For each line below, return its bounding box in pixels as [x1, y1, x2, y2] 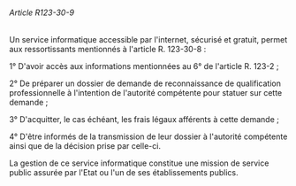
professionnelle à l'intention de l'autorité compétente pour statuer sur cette [9, 88, 283, 98]
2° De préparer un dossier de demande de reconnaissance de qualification [9, 78, 281, 89]
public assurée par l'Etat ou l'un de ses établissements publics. [9, 167, 239, 178]
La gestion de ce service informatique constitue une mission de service [9, 158, 269, 168]
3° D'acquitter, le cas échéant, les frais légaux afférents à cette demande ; [9, 114, 280, 125]
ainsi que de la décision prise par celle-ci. [9, 141, 162, 151]
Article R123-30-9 [9, 7, 75, 18]
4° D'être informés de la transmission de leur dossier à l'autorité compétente [9, 131, 288, 142]
